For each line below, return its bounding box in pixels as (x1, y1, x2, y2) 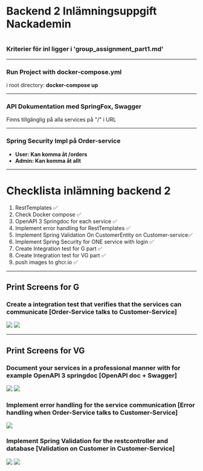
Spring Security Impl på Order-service (6, 137, 121, 145)
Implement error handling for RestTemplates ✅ (14, 224, 131, 231)
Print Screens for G (6, 282, 80, 292)
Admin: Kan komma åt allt (14, 157, 82, 164)
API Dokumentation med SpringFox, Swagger (6, 102, 142, 110)
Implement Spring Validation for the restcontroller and (6, 437, 169, 446)
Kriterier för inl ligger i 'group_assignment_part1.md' (6, 45, 164, 53)
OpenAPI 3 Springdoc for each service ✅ (14, 217, 118, 225)
